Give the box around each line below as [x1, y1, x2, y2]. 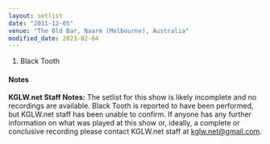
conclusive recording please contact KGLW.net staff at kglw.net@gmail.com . [8, 126, 262, 137]
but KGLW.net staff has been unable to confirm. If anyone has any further [8, 109, 252, 119]
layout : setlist [8, 11, 63, 20]
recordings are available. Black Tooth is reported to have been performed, [8, 101, 254, 111]
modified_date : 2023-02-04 [8, 34, 99, 43]
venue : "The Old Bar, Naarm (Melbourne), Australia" [8, 27, 189, 35]
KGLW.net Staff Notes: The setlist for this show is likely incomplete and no [8, 93, 257, 102]
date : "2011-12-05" [8, 19, 74, 27]
